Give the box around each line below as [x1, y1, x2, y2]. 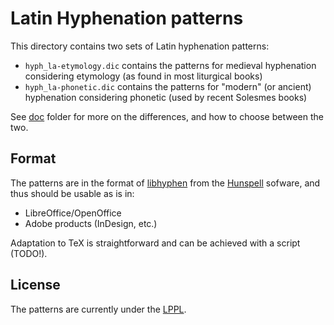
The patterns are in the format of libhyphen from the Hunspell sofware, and [10, 177, 321, 189]
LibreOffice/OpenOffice [24, 207, 122, 219]
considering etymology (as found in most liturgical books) [24, 70, 263, 82]
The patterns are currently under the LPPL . [10, 303, 187, 315]
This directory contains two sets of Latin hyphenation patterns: [10, 40, 270, 52]
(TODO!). [10, 247, 48, 259]
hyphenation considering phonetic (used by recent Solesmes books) [24, 91, 308, 103]
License [10, 277, 61, 294]
